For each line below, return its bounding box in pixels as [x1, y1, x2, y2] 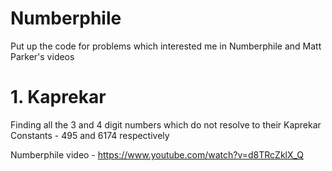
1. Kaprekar [10, 86, 107, 109]
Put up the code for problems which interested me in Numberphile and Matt [10, 40, 322, 52]
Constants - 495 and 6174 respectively [10, 129, 170, 141]
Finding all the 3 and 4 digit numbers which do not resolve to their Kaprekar [10, 118, 322, 131]
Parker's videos [10, 50, 75, 62]
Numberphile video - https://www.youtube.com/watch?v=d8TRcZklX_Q [10, 148, 305, 161]
